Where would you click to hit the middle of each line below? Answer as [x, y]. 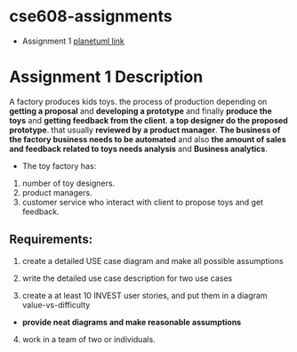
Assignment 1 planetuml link [73, 41]
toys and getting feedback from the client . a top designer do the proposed [149, 120]
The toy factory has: [59, 165]
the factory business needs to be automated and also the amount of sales [148, 139]
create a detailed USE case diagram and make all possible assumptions [153, 260]
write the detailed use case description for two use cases [127, 278]
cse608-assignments [91, 16]
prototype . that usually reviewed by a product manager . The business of [145, 130]
